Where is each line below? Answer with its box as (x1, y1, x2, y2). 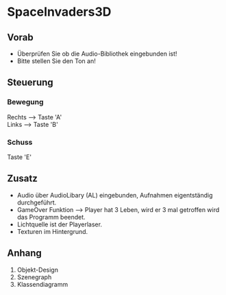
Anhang (7, 248, 42, 259)
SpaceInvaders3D (7, 4, 112, 20)
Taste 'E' (7, 152, 32, 161)
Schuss (7, 137, 33, 147)
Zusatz (7, 173, 38, 185)
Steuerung (7, 77, 53, 88)
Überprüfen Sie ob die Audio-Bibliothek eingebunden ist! (16, 49, 177, 58)
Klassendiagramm (16, 280, 68, 288)
